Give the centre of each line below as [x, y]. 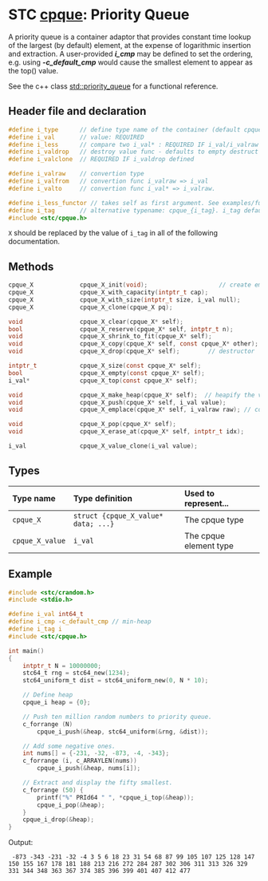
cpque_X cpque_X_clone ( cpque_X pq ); [91, 307]
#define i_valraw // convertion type [77, 174]
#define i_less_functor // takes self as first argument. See [114, 203]
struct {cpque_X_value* [118, 516]
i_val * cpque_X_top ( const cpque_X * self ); [103, 381]
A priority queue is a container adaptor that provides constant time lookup [130, 37]
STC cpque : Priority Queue [99, 15]
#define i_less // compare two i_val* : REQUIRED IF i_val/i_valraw [134, 144]
